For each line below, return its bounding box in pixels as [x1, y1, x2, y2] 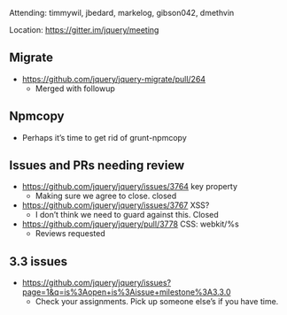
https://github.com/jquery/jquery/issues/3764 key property [21, 181, 237, 192]
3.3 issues [9, 254, 68, 269]
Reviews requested [35, 228, 106, 239]
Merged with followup [35, 83, 115, 94]
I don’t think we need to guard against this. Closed [35, 210, 219, 220]
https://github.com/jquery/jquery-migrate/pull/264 [21, 73, 206, 84]
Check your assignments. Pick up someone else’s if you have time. [35, 296, 279, 307]
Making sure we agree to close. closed [35, 190, 177, 202]
